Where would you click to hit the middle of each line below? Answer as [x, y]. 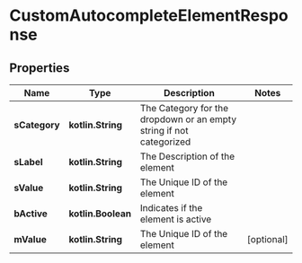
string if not [164, 131]
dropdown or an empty [188, 119]
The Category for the [184, 108]
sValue [29, 188]
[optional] [267, 239]
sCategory [37, 125]
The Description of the [187, 156]
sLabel [28, 162]
